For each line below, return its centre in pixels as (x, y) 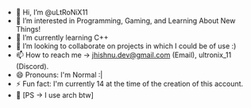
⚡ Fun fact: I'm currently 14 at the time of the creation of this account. (129, 84)
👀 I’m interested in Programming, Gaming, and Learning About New (125, 21)
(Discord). (32, 66)
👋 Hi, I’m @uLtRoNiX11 (52, 12)
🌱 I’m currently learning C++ (62, 37)
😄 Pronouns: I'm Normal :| (59, 75)
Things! (28, 29)
